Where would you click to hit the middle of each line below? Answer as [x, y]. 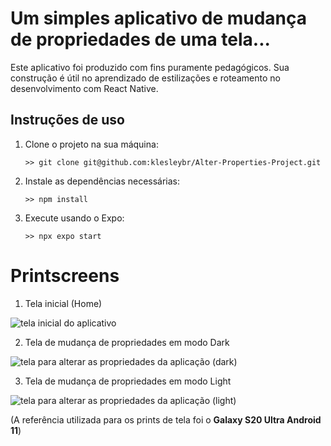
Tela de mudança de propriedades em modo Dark [127, 342]
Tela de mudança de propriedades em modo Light [128, 381]
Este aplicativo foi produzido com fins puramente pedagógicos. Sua [150, 67]
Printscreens [65, 275]
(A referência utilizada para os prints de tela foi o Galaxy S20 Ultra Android [166, 419]
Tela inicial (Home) [63, 303]
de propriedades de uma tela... [140, 39]
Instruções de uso [67, 120]
